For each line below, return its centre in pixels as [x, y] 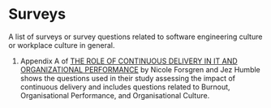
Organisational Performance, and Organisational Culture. [115, 95]
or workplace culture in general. [62, 45]
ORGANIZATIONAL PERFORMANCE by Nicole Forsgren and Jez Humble [140, 69]
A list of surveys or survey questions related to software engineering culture [135, 37]
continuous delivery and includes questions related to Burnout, [125, 87]
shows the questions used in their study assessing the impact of [128, 78]
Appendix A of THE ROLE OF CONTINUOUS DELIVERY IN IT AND [129, 61]
